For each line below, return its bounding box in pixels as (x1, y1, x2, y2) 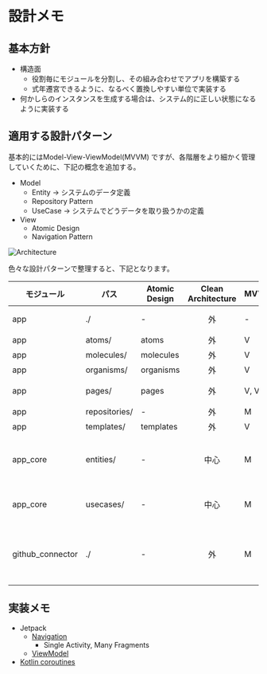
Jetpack (19, 623, 47, 633)
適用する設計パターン (8, 129, 113, 143)
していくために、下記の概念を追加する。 (8, 162, 141, 171)
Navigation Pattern (31, 232, 93, 241)
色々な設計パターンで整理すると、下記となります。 (8, 264, 174, 273)
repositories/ (85, 406, 133, 417)
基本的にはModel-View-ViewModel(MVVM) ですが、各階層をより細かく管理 (8, 152, 256, 162)
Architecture (188, 292, 237, 304)
